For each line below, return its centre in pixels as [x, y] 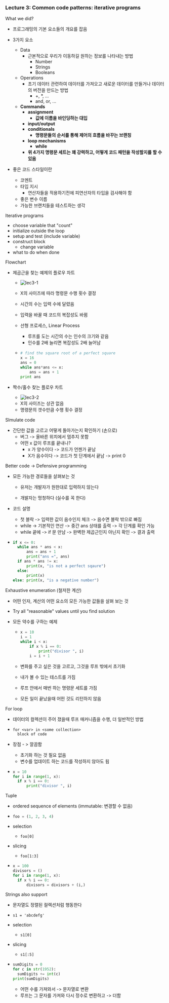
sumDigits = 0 [27, 964]
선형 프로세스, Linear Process [50, 325]
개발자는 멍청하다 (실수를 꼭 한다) [53, 498]
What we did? [19, 19]
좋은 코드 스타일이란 [32, 169]
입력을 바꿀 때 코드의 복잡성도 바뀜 [54, 315]
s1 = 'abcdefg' [29, 916]
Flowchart [16, 262]
